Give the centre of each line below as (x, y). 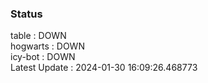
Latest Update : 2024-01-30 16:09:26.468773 (104, 68)
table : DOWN (38, 36)
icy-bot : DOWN (43, 57)
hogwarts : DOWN (47, 46)
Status (26, 14)
